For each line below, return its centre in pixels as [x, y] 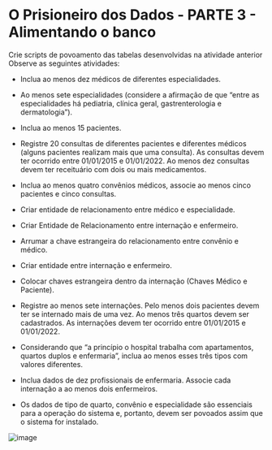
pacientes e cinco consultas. [68, 193]
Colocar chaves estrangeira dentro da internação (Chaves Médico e [134, 281]
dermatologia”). [46, 112]
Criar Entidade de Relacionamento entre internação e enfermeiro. [129, 225]
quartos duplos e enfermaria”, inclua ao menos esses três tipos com [134, 356]
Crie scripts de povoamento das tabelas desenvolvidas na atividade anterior [136, 54]
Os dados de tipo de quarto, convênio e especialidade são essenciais [136, 405]
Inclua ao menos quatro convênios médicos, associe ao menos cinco [136, 185]
